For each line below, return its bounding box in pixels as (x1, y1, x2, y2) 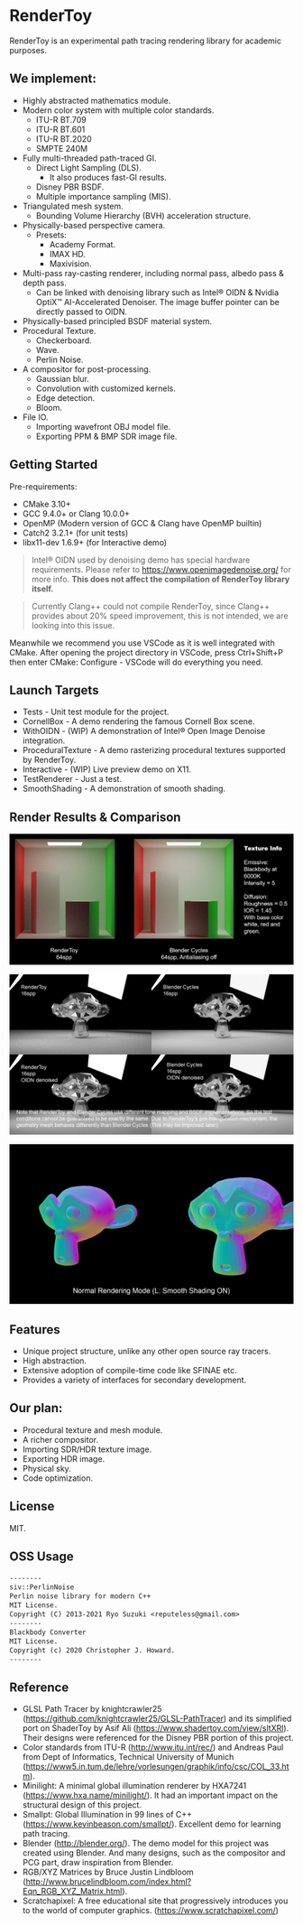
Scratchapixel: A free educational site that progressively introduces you (22, 1895, 289, 1906)
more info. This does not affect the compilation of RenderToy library (31, 573, 290, 584)
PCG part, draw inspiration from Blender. (22, 1857, 174, 1868)
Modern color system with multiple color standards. (22, 105, 215, 116)
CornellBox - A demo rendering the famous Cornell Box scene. (22, 716, 255, 727)
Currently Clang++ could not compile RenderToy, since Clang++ (31, 600, 271, 611)
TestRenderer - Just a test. (22, 774, 123, 785)
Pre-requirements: (9, 480, 78, 492)
